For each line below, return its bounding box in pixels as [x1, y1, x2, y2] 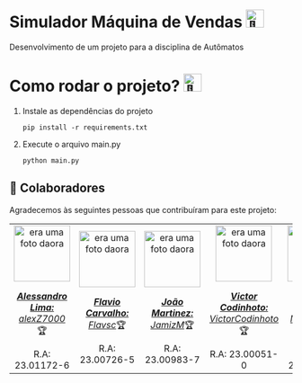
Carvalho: [84, 307, 129, 319]
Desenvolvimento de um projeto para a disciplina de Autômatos [9, 41, 244, 52]
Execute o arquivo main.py [22, 138, 121, 149]
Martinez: [151, 307, 194, 319]
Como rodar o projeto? [9, 76, 181, 96]
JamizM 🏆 [150, 318, 195, 331]
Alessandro [16, 289, 67, 302]
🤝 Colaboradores [9, 181, 106, 196]
